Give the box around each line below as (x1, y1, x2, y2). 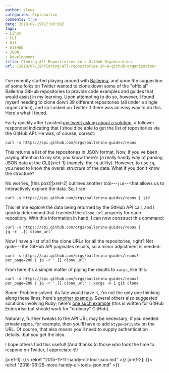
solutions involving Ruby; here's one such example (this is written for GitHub (5, 300, 164, 306)
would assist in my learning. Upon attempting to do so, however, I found (5, 94, 155, 100)
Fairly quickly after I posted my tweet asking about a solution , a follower (5, 120, 155, 126)
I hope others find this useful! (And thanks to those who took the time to (5, 342, 155, 348)
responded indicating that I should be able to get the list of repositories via (5, 125, 160, 131)
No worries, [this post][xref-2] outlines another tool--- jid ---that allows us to (5, 180, 164, 186)
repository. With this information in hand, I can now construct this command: (5, 215, 164, 221)
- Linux (5, 31, 22, 36)
